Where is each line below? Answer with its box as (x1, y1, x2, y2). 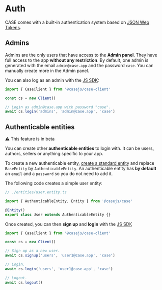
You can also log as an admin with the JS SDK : (5, 77, 100, 83)
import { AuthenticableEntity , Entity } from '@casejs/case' (5, 198, 133, 204)
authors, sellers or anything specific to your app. (5, 151, 104, 157)
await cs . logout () (5, 280, 43, 285)
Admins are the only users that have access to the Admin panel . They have (5, 52, 158, 58)
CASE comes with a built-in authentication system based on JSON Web (5, 19, 150, 25)
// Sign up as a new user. (5, 249, 60, 254)
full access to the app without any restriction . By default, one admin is (5, 57, 149, 63)
